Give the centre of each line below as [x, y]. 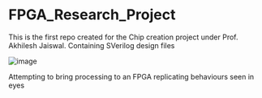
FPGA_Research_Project [92, 15]
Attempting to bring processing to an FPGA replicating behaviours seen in [131, 76]
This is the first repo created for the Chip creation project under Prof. [123, 37]
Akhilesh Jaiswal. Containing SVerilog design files [92, 45]
